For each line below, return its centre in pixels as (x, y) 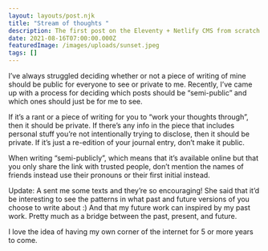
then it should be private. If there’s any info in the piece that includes (122, 125)
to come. (23, 240)
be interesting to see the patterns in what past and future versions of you (129, 199)
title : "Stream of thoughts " (59, 23)
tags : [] (23, 53)
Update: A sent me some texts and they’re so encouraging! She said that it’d (134, 190)
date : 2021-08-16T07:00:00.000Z (62, 38)
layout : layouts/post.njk (51, 16)
